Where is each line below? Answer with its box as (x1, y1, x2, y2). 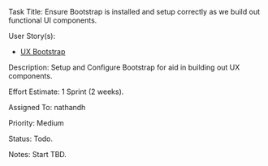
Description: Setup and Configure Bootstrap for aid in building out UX (8, 62, 240, 72)
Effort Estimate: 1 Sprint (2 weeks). (8, 87, 124, 96)
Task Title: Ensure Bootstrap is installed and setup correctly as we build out (8, 7, 261, 16)
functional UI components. (8, 15, 97, 25)
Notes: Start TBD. (8, 150, 67, 159)
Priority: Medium (8, 118, 64, 128)
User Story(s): (8, 32, 55, 40)
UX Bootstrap (19, 47, 66, 56)
